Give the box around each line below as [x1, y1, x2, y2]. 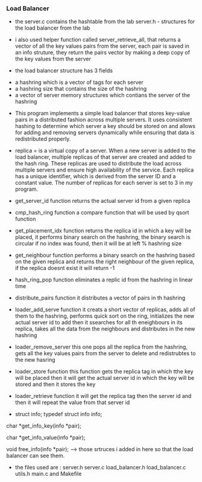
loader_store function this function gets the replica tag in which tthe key [14, 368, 194, 375]
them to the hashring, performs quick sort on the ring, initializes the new [14, 312, 195, 320]
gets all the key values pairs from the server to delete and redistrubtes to [14, 350, 196, 357]
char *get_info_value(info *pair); [6, 434, 86, 442]
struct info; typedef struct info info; [14, 411, 103, 418]
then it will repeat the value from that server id [14, 399, 130, 406]
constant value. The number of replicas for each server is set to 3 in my [14, 179, 193, 187]
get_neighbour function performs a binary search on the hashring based [14, 252, 195, 259]
